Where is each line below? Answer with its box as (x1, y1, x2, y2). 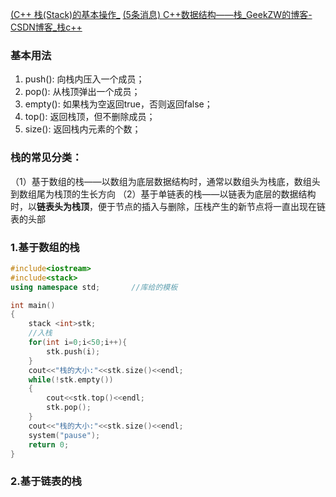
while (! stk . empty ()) (28, 374, 114, 385)
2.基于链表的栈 (10, 474, 82, 488)
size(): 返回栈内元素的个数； (24, 123, 142, 135)
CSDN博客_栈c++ (10, 21, 83, 33)
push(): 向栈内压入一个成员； (24, 73, 145, 85)
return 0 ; (28, 439, 70, 450)
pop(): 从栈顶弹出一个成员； (24, 86, 141, 98)
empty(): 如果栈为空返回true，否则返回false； (24, 98, 213, 110)
